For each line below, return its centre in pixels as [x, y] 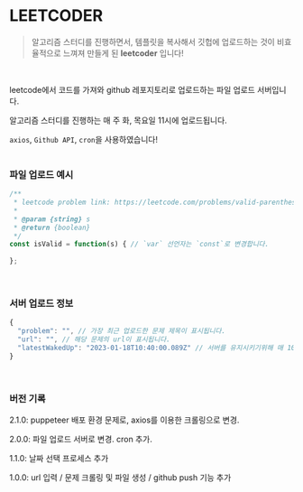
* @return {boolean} [52, 227]
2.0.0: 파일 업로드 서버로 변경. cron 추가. [81, 440]
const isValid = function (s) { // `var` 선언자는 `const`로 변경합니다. [139, 245]
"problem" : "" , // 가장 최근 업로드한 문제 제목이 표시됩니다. [122, 331]
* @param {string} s [52, 219]
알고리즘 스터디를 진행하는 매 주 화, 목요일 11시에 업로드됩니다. [118, 120]
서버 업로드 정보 [41, 303]
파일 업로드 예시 [41, 174]
